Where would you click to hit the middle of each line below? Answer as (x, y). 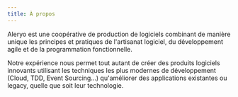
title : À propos (31, 14)
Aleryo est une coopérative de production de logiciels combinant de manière (119, 34)
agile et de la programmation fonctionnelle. (70, 49)
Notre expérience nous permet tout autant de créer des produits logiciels (114, 63)
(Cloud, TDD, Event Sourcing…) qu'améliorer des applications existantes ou (117, 78)
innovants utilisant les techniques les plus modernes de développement (112, 70)
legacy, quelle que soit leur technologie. (66, 85)
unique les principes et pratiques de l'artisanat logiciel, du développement (115, 41)
